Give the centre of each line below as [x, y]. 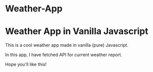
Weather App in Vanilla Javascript [77, 32]
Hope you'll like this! [26, 65]
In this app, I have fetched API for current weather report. [64, 55]
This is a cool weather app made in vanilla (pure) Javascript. [67, 45]
